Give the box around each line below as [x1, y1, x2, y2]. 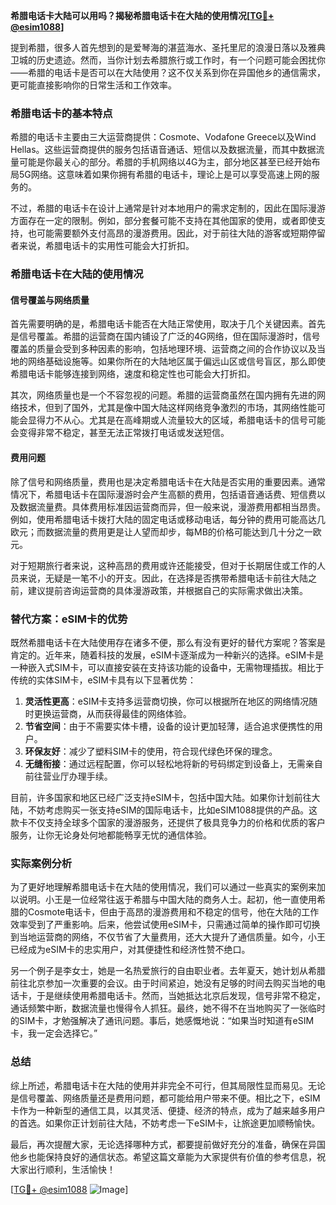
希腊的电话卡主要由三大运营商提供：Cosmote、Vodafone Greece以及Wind [10, 131, 317, 143]
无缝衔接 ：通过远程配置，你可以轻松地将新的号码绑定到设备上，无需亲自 [24, 757, 323, 769]
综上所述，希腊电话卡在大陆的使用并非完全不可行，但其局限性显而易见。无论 [10, 1079, 326, 1091]
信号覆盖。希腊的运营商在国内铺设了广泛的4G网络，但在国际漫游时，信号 [18, 330, 321, 343]
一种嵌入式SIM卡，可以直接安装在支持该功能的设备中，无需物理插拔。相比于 [10, 661, 325, 673]
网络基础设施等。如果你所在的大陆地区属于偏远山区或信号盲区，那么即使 [27, 355, 326, 368]
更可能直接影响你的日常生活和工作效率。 [10, 79, 177, 91]
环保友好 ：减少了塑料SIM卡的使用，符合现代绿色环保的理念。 [24, 745, 278, 757]
